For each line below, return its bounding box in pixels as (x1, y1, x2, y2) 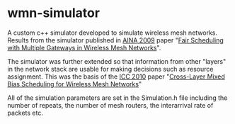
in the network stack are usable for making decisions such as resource (7, 64, 214, 73)
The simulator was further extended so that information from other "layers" (7, 57, 227, 65)
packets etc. (7, 108, 44, 117)
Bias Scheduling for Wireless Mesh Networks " (7, 79, 142, 88)
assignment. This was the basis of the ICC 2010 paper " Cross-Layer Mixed (7, 72, 225, 81)
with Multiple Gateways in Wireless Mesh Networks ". (7, 43, 161, 52)
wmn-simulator (7, 5, 101, 21)
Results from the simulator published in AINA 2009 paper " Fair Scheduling (7, 35, 224, 44)
